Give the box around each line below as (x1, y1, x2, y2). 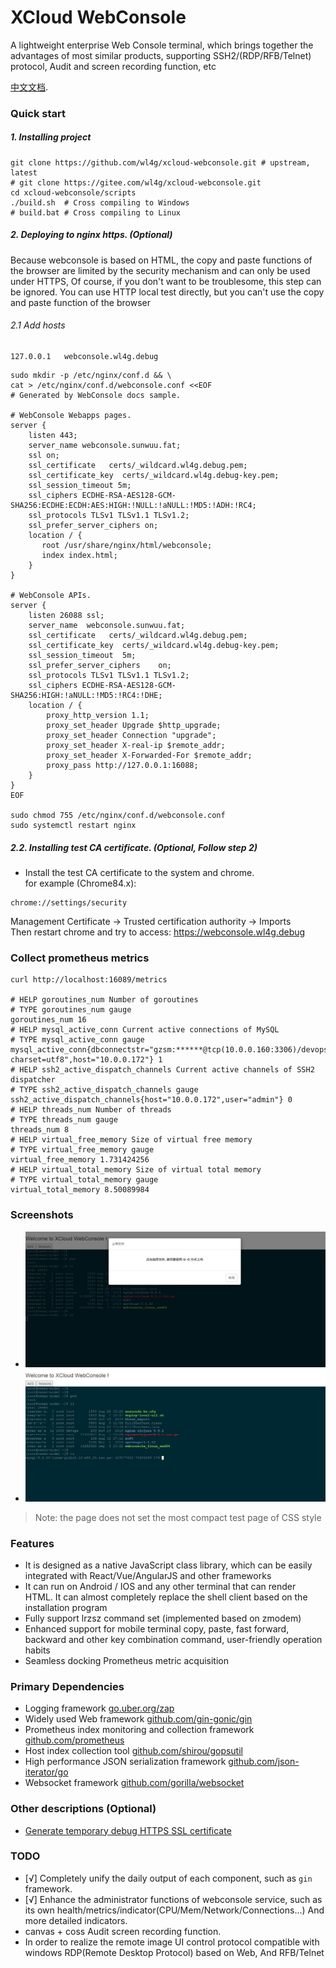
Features (10, 1536, 55, 1550)
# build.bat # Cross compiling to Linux (10, 207, 182, 218)
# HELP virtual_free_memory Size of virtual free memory (10, 1135, 253, 1145)
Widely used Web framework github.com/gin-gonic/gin (24, 1713, 253, 1725)
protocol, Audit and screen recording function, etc (10, 60, 217, 72)
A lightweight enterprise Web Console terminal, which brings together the (10, 39, 314, 51)
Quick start (10, 106, 67, 120)
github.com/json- (228, 1756, 300, 1768)
